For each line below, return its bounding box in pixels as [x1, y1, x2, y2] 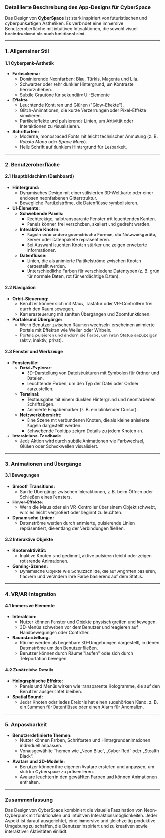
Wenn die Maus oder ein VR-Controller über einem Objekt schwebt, [19, 504, 156, 510]
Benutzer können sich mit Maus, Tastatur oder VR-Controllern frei [19, 301, 153, 306]
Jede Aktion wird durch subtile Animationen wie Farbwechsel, [19, 438, 145, 444]
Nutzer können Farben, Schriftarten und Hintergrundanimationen [19, 737, 151, 743]
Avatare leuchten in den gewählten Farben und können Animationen [19, 774, 157, 780]
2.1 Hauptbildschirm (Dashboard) [5, 173, 75, 179]
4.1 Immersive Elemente [5, 603, 55, 608]
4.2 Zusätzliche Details [5, 667, 54, 672]
